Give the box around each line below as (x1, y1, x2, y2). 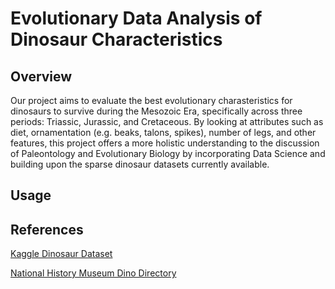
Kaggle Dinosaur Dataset (10, 248, 113, 260)
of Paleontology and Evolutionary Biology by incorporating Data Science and (10, 148, 326, 159)
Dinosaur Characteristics (10, 28, 223, 51)
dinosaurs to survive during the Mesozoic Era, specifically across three (10, 105, 303, 117)
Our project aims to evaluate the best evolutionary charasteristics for (10, 95, 293, 106)
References (10, 221, 84, 238)
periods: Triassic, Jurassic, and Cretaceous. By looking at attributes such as (10, 116, 324, 127)
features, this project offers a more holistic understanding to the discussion (10, 137, 320, 149)
